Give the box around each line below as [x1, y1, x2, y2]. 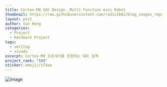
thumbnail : [5, 12, 28, 17]
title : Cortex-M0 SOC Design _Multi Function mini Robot [5, 7, 126, 12]
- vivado [9, 49, 28, 54]
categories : [5, 26, 30, 31]
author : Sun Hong [5, 21, 41, 26]
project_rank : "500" [5, 58, 48, 63]
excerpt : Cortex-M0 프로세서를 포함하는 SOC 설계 [5, 53, 98, 59]
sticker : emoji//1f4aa [5, 63, 52, 68]
